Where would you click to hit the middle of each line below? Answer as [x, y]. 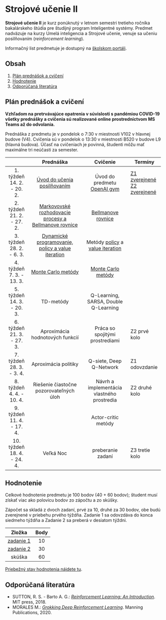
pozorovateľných [55, 391]
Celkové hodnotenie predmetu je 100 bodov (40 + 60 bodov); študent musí [81, 495]
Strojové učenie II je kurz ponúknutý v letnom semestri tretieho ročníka [78, 23]
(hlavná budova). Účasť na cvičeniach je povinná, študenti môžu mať [75, 144]
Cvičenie [105, 162]
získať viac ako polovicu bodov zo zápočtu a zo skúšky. [62, 500]
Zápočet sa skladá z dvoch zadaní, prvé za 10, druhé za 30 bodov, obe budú [83, 510]
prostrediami [105, 340]
